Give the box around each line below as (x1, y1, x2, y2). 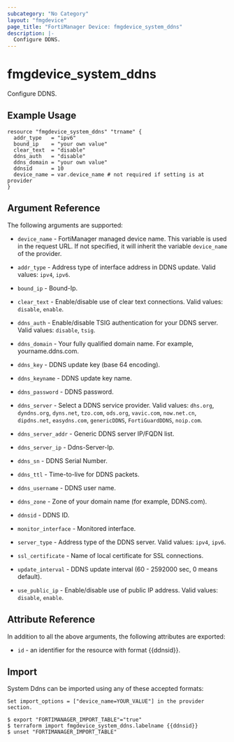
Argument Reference (7, 202, 101, 214)
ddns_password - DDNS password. (17, 387, 114, 396)
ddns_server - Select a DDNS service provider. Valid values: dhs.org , (17, 401, 214, 409)
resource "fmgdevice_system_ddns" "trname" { (7, 128, 142, 135)
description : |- (7, 29, 54, 37)
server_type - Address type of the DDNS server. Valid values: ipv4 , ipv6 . (17, 538, 226, 546)
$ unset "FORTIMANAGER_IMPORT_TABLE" (7, 729, 117, 736)
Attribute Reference (7, 613, 96, 626)
